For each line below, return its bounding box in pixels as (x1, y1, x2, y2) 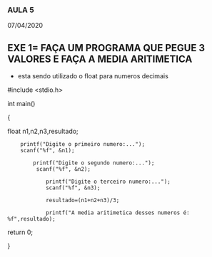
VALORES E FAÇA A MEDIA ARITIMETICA (7, 53, 193, 65)
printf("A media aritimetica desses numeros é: (45, 209, 191, 216)
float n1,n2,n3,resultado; (7, 127, 79, 136)
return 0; (7, 228, 34, 236)
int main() (7, 100, 36, 108)
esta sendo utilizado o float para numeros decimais (17, 72, 169, 80)
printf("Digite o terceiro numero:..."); (45, 178, 171, 186)
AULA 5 (7, 5, 34, 15)
